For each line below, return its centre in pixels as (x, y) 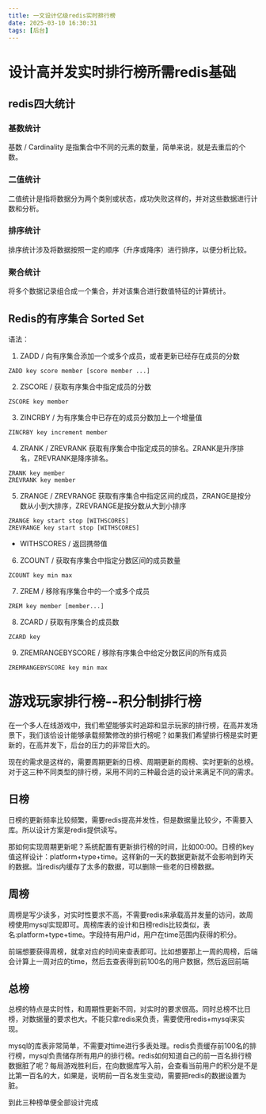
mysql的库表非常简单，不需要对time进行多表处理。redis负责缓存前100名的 (129, 1046)
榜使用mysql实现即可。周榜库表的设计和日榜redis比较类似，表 (109, 924)
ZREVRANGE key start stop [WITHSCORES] (74, 528)
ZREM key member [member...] (56, 606)
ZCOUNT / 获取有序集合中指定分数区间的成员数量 (100, 560)
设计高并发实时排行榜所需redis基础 (122, 72)
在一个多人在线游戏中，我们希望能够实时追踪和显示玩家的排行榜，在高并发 (129, 725)
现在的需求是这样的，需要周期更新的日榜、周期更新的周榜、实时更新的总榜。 (133, 761)
